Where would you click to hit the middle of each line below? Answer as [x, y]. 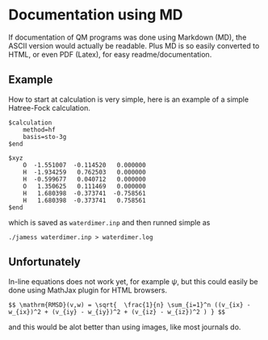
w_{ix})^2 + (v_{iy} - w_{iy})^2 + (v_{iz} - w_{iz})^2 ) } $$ [117, 312]
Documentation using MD [96, 15]
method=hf [40, 130]
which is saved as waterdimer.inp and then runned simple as [109, 222]
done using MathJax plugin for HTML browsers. [88, 290]
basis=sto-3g [45, 136]
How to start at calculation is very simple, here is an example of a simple [128, 99]
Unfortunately [44, 262]
